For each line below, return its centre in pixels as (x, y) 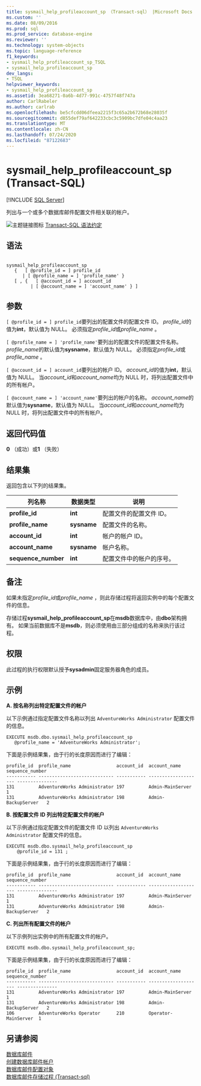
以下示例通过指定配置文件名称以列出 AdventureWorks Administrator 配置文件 (100, 718)
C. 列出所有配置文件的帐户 (38, 924)
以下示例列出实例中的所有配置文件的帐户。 (59, 937)
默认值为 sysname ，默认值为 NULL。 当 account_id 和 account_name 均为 (95, 405)
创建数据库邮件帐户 (30, 1062)
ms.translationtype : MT (36, 124)
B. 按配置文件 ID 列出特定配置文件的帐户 (55, 815)
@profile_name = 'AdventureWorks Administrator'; (77, 743)
